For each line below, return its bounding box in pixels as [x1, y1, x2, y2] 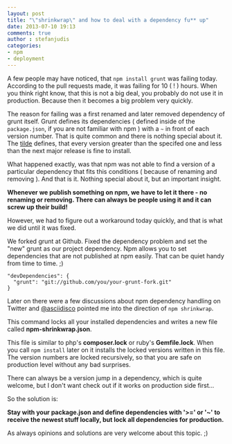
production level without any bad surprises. [7, 360, 132, 368]
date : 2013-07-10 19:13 [7, 23, 76, 30]
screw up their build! [7, 202, 68, 211]
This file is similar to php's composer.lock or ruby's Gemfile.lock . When [7, 338, 214, 346]
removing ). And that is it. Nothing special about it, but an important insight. [7, 175, 222, 183]
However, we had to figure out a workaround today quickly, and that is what [7, 216, 223, 224]
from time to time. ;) [7, 259, 64, 267]
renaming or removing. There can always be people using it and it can [7, 195, 212, 204]
